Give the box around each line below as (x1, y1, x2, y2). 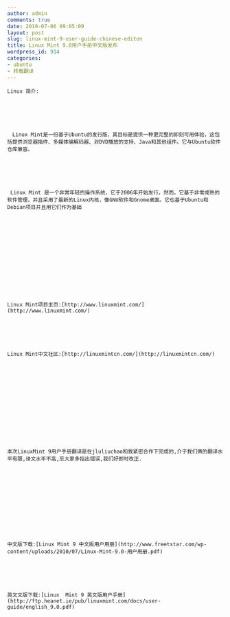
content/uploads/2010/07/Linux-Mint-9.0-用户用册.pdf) (7, 548, 163, 555)
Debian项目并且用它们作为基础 (7, 203, 82, 210)
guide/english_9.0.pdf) (7, 603, 76, 610)
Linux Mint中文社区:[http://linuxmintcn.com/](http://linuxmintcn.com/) (7, 350, 216, 357)
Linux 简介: (7, 87, 39, 95)
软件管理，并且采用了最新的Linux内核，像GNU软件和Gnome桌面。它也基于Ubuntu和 (7, 197, 209, 203)
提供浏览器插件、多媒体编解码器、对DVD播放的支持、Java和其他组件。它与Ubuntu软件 (12, 138, 221, 145)
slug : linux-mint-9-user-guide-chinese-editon (7, 36, 143, 43)
